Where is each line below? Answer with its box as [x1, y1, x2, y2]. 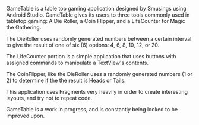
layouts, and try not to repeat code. [6, 94, 93, 101]
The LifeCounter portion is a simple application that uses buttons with [6, 53, 176, 60]
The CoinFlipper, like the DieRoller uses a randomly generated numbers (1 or [6, 71, 193, 77]
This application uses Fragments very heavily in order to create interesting [6, 88, 188, 95]
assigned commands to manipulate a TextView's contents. [6, 59, 149, 66]
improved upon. [6, 112, 45, 119]
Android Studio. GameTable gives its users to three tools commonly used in [6, 11, 190, 18]
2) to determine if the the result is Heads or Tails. [6, 77, 126, 84]
